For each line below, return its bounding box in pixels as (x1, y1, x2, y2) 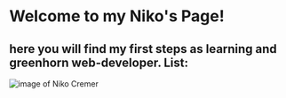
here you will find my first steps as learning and (9, 41, 277, 57)
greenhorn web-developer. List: (9, 55, 189, 70)
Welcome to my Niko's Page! (9, 6, 225, 26)
